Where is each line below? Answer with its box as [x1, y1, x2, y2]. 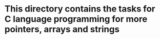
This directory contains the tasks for [4, 3, 156, 14]
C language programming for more [4, 13, 147, 25]
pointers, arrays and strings [4, 24, 120, 35]
